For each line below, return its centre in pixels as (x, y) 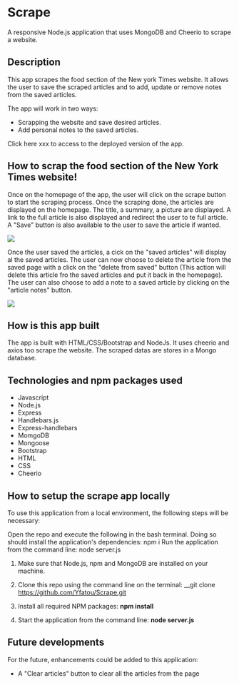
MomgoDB (34, 435)
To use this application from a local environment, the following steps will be (118, 513)
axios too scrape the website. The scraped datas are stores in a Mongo (112, 350)
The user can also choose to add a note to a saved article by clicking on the (118, 282)
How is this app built (54, 325)
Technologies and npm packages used (95, 380)
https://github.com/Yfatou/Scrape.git (72, 592)
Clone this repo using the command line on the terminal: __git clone (116, 585)
